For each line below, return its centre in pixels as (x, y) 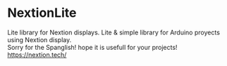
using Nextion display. (39, 39)
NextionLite (42, 13)
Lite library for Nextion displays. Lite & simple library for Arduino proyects (114, 32)
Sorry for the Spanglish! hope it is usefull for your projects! (92, 47)
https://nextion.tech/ (37, 55)
